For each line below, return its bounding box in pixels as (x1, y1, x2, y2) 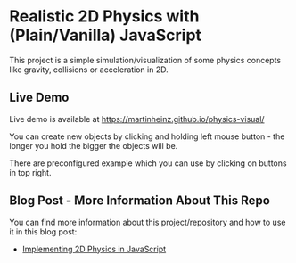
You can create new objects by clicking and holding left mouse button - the (9, 131, 285, 142)
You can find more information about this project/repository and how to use (9, 217, 286, 227)
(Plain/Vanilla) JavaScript (9, 25, 202, 45)
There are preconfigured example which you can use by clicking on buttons (9, 158, 287, 168)
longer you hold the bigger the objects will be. (9, 140, 178, 151)
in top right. (9, 167, 52, 177)
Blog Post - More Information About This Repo (9, 193, 270, 209)
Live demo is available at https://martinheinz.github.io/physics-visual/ (9, 113, 265, 124)
